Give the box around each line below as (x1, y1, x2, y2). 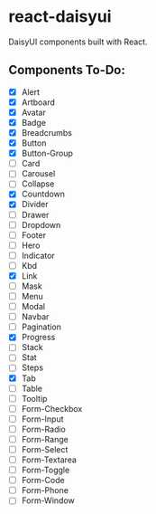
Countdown (21, 188, 65, 200)
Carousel (21, 168, 56, 179)
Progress (21, 332, 56, 343)
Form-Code (21, 475, 65, 486)
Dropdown (21, 219, 61, 230)
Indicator (21, 250, 55, 261)
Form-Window (21, 495, 75, 506)
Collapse (21, 178, 55, 189)
